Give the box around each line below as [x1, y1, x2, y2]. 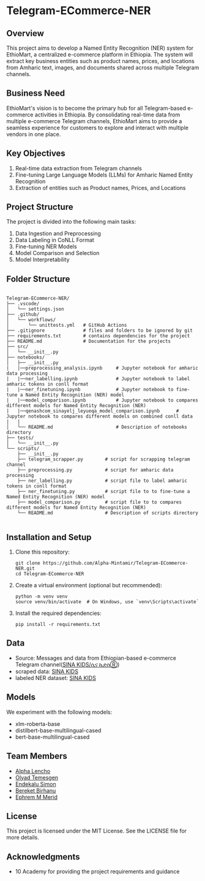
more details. [6, 834, 40, 841]
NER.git [15, 565, 35, 572]
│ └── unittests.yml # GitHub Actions [6, 322, 127, 329]
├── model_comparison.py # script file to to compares [17, 499, 182, 506]
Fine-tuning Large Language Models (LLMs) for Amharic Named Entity [15, 171, 193, 178]
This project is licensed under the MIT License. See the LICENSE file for [6, 827, 187, 834]
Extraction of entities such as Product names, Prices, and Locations [15, 184, 186, 191]
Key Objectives [6, 148, 65, 159]
